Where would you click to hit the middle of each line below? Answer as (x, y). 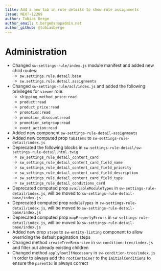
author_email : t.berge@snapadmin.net (44, 23)
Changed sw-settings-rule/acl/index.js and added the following (79, 86)
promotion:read (35, 113)
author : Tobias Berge (27, 19)
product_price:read (39, 107)
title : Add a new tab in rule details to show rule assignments (72, 10)
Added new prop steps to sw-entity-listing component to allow (77, 232)
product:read (33, 102)
